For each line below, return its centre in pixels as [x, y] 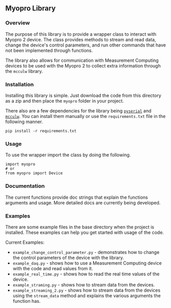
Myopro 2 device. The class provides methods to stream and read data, [81, 39]
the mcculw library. [24, 71]
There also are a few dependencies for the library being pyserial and [79, 111]
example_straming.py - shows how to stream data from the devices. [84, 285]
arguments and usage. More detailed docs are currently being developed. [83, 203]
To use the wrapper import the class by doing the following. [68, 155]
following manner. [24, 122]
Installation [20, 84]
